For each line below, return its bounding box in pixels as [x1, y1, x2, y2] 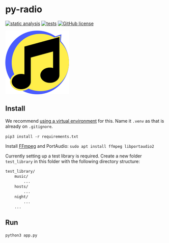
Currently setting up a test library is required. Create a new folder [5, 153, 142, 159]
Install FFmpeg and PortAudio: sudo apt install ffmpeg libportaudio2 [5, 143, 154, 149]
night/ [14, 194, 29, 199]
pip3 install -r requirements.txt [5, 134, 79, 139]
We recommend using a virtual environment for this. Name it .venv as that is [5, 118, 164, 124]
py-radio [5, 4, 42, 15]
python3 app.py [5, 233, 38, 238]
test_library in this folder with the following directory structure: [5, 158, 140, 164]
